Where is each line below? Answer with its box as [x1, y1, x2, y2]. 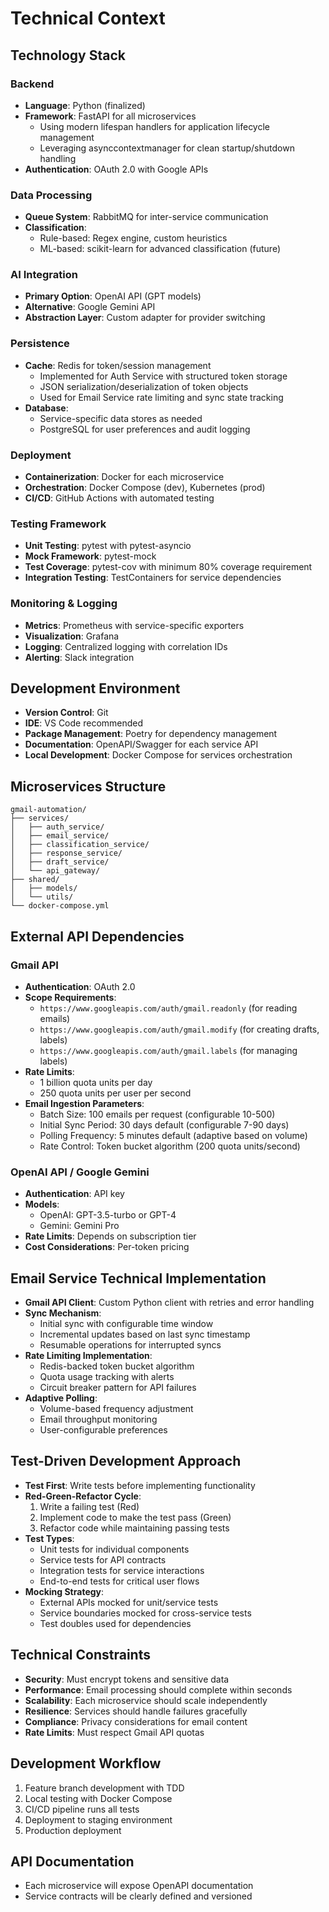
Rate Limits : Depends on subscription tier [24, 1230, 197, 1242]
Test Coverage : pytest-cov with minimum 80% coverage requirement [24, 561, 313, 573]
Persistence [10, 337, 70, 351]
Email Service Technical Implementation [10, 1270, 267, 1287]
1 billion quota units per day [39, 1076, 153, 1088]
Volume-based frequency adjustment [39, 1403, 194, 1415]
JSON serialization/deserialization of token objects [39, 380, 249, 392]
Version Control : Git [24, 707, 109, 719]
